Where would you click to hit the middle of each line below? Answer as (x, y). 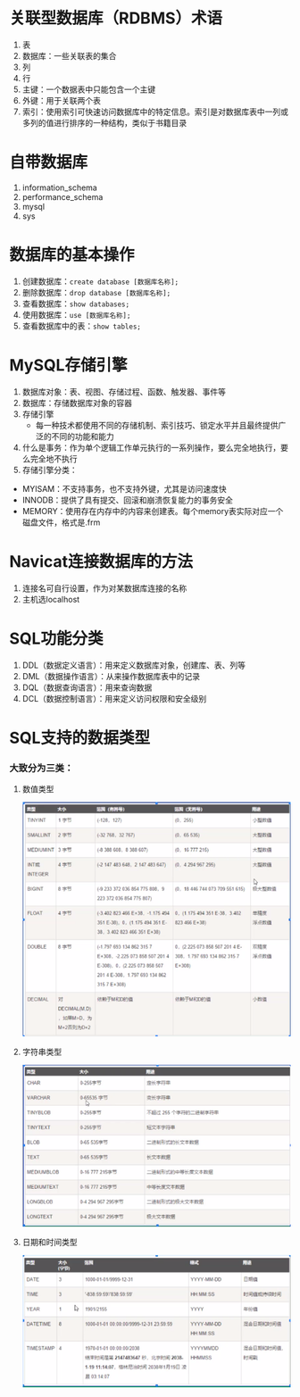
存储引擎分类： (50, 470)
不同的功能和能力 (83, 436)
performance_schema (62, 196)
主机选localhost (51, 599)
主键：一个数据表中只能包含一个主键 (89, 89)
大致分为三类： (42, 768)
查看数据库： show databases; (76, 304)
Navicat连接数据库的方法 (101, 561)
